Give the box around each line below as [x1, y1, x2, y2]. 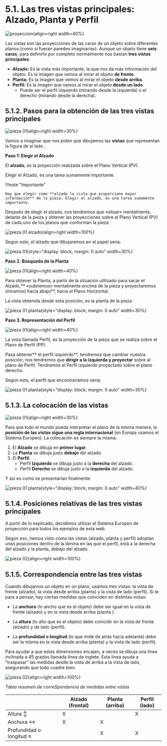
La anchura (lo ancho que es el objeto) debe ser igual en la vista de [12, 604, 151, 610]
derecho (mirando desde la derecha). [19, 92, 96, 98]
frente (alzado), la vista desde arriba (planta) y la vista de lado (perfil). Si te [5, 589, 159, 595]
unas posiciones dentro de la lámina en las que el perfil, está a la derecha [5, 541, 156, 547]
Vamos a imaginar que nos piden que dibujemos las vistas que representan [5, 137, 160, 143]
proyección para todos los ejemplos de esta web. [5, 526, 106, 532]
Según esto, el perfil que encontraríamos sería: [5, 377, 101, 383]
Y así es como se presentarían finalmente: [5, 475, 91, 481]
